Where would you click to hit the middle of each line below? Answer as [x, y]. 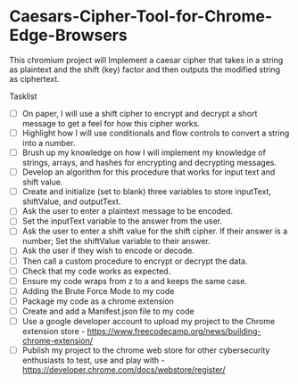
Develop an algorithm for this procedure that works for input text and [149, 172]
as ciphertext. [34, 78]
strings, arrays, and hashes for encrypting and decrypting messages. [149, 163]
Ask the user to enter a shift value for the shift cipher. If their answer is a [155, 231]
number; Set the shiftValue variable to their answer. [116, 241]
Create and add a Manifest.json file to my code [108, 311]
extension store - [54, 331]
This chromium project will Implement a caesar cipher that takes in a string [146, 60]
